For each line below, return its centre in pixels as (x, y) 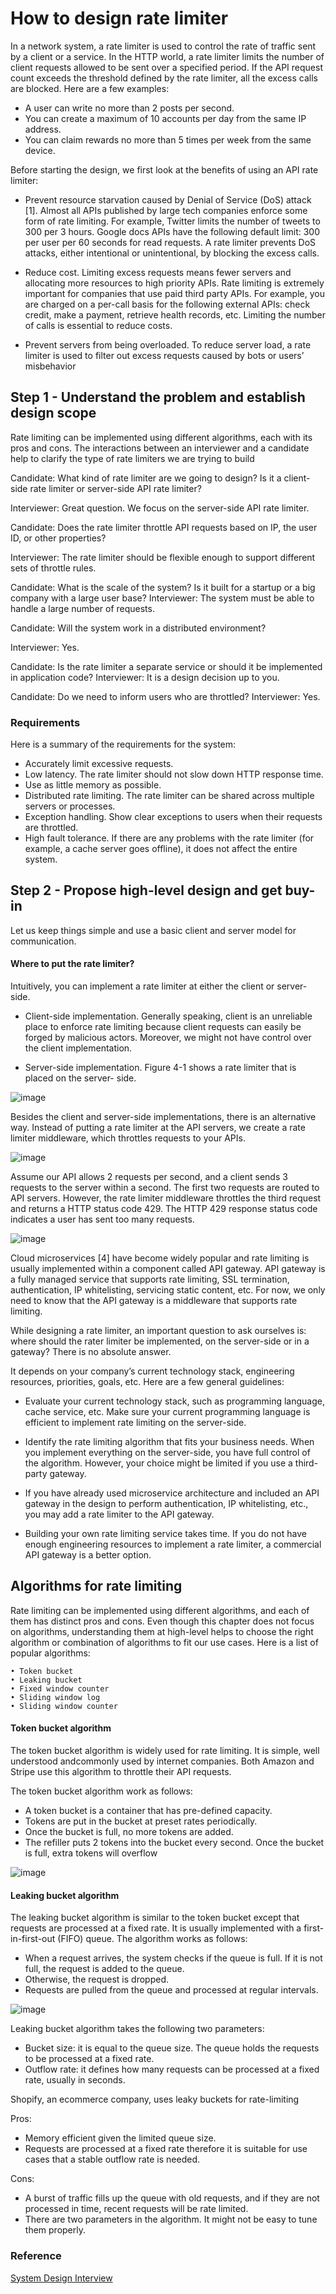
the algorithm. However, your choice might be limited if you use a (158, 1463)
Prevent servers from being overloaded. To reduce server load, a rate (168, 344)
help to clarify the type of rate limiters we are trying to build (132, 458)
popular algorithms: (50, 1653)
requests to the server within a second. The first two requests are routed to (165, 1188)
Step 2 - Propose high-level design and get (146, 890)
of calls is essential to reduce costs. (98, 325)
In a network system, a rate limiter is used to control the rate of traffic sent (163, 46)
